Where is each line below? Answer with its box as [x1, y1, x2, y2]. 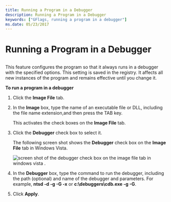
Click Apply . [12, 191, 39, 197]
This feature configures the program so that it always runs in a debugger [5, 64, 159, 70]
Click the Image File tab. [12, 94, 65, 100]
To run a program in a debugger [5, 85, 74, 91]
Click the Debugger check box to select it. [12, 130, 102, 136]
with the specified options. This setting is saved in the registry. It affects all [5, 69, 163, 75]
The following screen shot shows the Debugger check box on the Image [12, 139, 166, 145]
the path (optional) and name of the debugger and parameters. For [12, 175, 154, 182]
